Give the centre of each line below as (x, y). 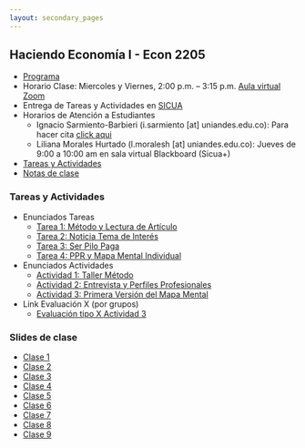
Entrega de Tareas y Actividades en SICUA (103, 106)
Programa (41, 76)
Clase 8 (37, 425)
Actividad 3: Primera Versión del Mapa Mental (122, 294)
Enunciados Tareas (59, 217)
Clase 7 (37, 415)
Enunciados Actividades (68, 265)
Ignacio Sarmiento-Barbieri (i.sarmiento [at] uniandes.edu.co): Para (163, 125)
